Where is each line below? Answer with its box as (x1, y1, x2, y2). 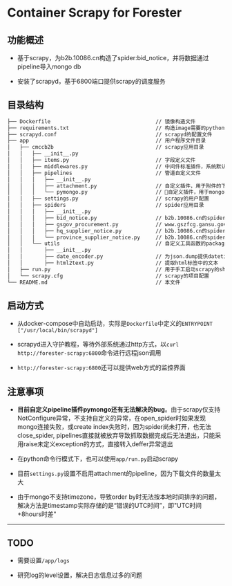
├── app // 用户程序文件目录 (7, 137, 206, 145)
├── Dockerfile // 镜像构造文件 (7, 118, 196, 125)
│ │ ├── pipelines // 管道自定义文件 (7, 170, 202, 176)
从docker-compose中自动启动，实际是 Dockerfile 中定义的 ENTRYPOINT (17, 320, 213, 328)
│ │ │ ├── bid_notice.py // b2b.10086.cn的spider (7, 214, 226, 221)
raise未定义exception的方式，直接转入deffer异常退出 (23, 440, 173, 448)
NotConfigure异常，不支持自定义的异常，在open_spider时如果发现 (17, 414, 206, 423)
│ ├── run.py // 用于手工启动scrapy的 (7, 266, 220, 273)
